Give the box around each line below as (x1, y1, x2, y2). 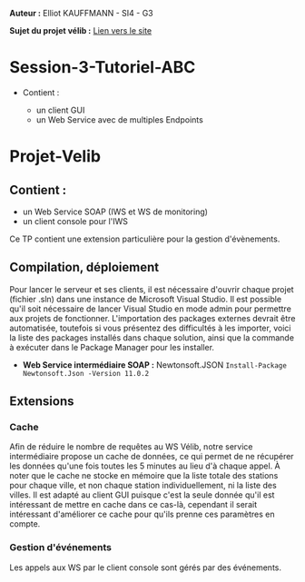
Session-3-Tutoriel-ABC (9, 57, 196, 78)
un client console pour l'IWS (22, 215, 129, 226)
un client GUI (35, 104, 85, 115)
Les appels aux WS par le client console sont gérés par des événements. (9, 562, 281, 573)
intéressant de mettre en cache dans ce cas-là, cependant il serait (9, 499, 257, 510)
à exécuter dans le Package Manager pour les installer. (9, 341, 215, 352)
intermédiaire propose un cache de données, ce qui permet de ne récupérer (9, 451, 294, 462)
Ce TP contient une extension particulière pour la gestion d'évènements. (9, 233, 280, 244)
